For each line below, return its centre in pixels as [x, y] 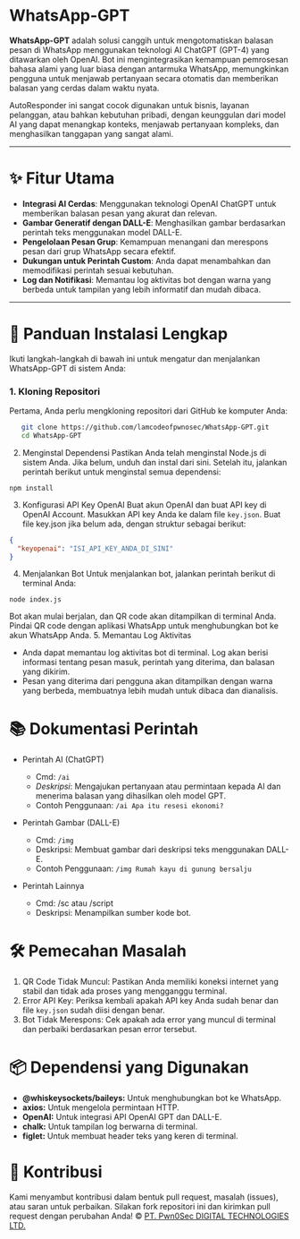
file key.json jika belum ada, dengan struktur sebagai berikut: [134, 524]
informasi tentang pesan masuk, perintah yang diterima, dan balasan [148, 662]
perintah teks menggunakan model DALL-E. [102, 232]
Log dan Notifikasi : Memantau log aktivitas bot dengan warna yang [146, 279]
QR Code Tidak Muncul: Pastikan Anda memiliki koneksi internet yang [150, 982]
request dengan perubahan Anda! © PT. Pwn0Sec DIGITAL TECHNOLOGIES [149, 1216]
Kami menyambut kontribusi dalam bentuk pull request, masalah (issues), [144, 1197]
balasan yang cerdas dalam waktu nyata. [84, 88]
